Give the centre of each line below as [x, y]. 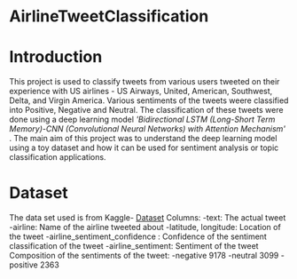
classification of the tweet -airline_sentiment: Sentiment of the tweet [134, 246]
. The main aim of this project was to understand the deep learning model [143, 139]
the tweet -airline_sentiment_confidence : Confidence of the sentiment [138, 236]
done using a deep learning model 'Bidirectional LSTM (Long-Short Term [142, 120]
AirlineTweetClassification [109, 16]
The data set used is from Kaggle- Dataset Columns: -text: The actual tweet [148, 218]
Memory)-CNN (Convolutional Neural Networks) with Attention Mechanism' [148, 129]
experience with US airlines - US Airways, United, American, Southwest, [141, 92]
